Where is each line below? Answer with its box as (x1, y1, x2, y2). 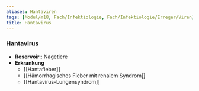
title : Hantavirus (6, 20, 52, 26)
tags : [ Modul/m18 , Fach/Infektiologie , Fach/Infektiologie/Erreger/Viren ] (6, 14, 195, 20)
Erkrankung (14, 59, 45, 66)
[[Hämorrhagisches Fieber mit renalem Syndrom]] (23, 72, 146, 79)
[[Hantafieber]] (23, 65, 60, 73)
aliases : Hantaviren (6, 8, 57, 15)
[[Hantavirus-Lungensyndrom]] (23, 78, 100, 85)
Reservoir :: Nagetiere (14, 53, 68, 60)
